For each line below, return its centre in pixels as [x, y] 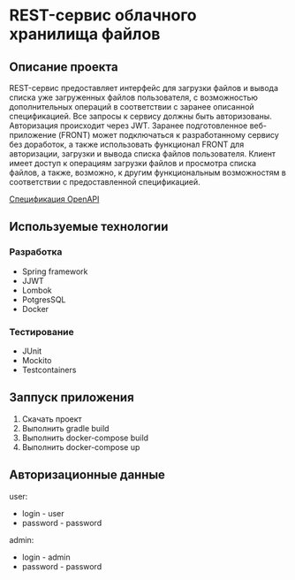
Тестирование [42, 332]
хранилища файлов [85, 34]
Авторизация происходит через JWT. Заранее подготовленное [129, 126]
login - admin [46, 557]
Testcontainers [49, 370]
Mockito [37, 360]
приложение [33, 135]
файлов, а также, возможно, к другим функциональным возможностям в [148, 172]
